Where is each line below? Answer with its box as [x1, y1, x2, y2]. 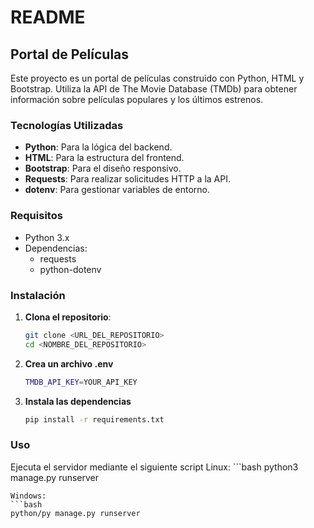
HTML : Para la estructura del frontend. [24, 152, 185, 164]
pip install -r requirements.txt [24, 414, 165, 425]
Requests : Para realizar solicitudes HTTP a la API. [24, 173, 231, 185]
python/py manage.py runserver [10, 508, 141, 518]
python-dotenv [39, 263, 102, 275]
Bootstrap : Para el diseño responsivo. [24, 162, 182, 175]
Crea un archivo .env [24, 357, 114, 370]
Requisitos [10, 209, 63, 223]
